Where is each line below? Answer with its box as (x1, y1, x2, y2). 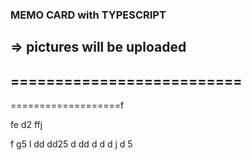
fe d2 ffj (10, 119, 43, 131)
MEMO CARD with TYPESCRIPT (10, 8, 167, 22)
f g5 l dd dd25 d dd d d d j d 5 (10, 138, 133, 150)
